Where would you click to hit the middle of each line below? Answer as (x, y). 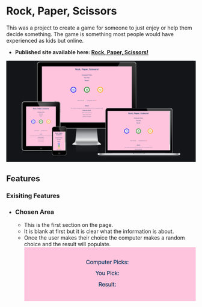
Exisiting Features (33, 196)
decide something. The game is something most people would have (90, 34)
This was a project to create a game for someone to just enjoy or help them (99, 28)
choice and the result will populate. (67, 244)
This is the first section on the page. (69, 225)
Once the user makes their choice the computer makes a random (104, 238)
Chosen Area (34, 212)
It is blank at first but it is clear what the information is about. (99, 231)
